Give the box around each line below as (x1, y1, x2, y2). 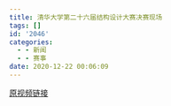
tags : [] (9, 21, 42, 30)
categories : (9, 37, 53, 47)
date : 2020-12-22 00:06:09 (9, 63, 109, 72)
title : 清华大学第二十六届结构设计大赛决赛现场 (9, 12, 163, 22)
